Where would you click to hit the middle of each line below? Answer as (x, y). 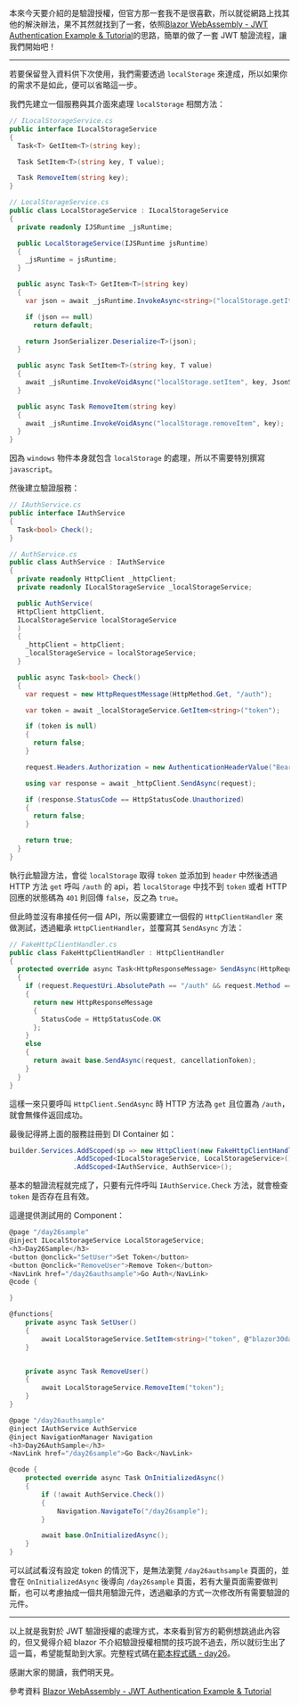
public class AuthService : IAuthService (87, 563)
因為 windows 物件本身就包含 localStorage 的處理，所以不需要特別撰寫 (137, 458)
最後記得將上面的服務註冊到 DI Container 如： (93, 1133)
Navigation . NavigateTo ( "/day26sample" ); (133, 1511)
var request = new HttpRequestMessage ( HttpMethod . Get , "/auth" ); (149, 694)
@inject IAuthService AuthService (73, 1429)
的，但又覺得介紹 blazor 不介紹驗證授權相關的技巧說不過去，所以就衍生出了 (148, 1642)
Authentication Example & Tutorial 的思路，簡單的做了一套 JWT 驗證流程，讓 (148, 35)
